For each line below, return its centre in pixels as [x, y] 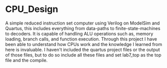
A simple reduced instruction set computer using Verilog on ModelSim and [82, 23]
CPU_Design [32, 9]
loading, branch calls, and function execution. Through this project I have [81, 39]
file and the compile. [26, 60]
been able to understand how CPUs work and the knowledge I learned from [84, 44]
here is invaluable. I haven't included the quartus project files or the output [83, 49]
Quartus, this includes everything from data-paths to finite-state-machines [83, 28]
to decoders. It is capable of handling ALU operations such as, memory [79, 33]
